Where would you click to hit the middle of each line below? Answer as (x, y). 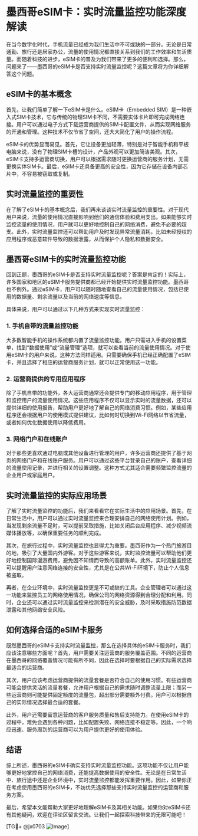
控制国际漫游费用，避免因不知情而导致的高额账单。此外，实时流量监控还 (104, 560)
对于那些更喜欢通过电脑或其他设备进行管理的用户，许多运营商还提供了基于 (96, 453)
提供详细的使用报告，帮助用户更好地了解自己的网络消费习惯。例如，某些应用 (99, 407)
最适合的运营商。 (27, 667)
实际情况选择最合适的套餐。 (50, 702)
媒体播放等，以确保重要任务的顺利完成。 (55, 533)
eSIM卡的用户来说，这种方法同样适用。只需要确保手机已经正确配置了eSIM (101, 355)
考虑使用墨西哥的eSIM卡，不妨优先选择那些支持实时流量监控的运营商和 (97, 787)
